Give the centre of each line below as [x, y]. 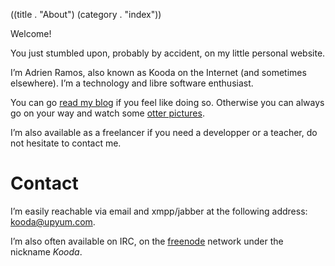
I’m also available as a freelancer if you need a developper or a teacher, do [164, 132]
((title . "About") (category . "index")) [86, 14]
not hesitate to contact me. [66, 143]
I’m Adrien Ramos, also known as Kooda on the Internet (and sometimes [158, 72]
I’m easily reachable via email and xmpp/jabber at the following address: [159, 211]
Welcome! [31, 33]
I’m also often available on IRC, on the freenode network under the [147, 241]
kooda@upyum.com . [53, 221]
